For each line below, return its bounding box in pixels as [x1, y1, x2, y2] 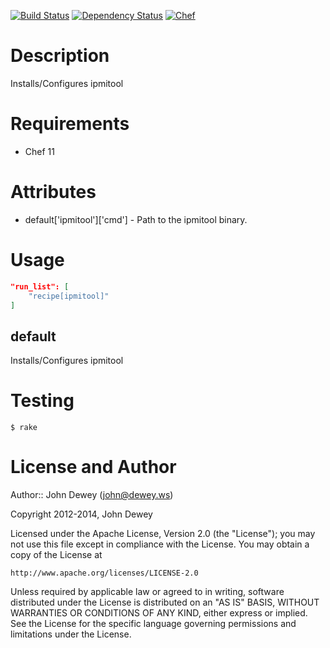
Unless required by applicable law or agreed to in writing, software [10, 586, 285, 598]
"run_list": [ [10, 281, 70, 292]
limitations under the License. [10, 628, 132, 640]
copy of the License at [10, 549, 103, 561]
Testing [10, 390, 75, 412]
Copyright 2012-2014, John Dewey [10, 508, 153, 520]
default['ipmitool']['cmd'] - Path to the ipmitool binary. [24, 213, 248, 225]
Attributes [10, 181, 97, 204]
